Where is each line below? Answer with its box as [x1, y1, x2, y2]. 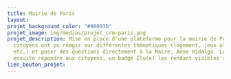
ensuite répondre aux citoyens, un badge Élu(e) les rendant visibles [13, 55, 220, 62]
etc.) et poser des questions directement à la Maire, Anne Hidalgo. [13, 49, 217, 56]
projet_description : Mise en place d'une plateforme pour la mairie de [7, 36, 217, 43]
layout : [7, 16, 30, 23]
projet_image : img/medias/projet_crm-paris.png [7, 29, 146, 36]
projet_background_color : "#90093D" [7, 23, 112, 30]
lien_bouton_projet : [7, 61, 67, 68]
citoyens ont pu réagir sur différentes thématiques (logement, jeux [13, 42, 217, 49]
